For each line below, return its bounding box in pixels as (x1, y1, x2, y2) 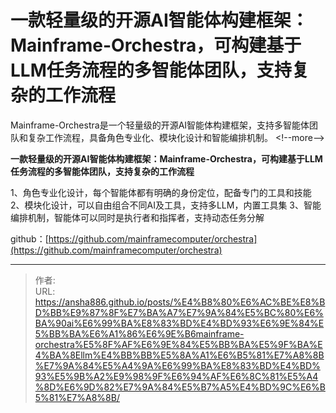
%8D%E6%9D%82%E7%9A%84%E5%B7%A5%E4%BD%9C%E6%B (34, 381, 326, 393)
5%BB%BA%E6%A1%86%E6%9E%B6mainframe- (34, 327, 245, 340)
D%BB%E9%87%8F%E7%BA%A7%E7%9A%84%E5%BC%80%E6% (34, 306, 324, 318)
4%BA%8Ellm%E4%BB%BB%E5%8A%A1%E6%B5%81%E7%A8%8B (34, 349, 325, 361)
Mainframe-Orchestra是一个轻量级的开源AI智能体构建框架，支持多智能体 (10, 119, 310, 131)
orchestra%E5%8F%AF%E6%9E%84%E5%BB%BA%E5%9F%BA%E (34, 338, 323, 350)
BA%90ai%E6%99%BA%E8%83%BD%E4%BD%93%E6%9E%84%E (34, 317, 325, 329)
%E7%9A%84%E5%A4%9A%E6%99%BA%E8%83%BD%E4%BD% (34, 359, 321, 371)
